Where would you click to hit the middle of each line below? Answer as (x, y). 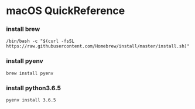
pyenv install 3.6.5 (31, 100)
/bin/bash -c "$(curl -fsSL (40, 41)
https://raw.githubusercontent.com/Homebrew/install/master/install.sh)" (98, 46)
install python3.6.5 (34, 88)
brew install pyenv (30, 73)
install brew (23, 29)
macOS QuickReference (66, 11)
